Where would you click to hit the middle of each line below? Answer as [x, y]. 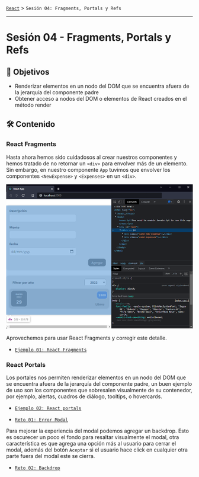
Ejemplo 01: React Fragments [51, 350]
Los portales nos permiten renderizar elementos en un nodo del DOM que [96, 377]
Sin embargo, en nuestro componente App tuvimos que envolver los [88, 169]
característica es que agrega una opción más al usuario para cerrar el [91, 444]
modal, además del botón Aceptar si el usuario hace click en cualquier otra [97, 450]
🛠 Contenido [31, 124]
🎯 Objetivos [28, 72]
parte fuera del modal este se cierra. [51, 456]
